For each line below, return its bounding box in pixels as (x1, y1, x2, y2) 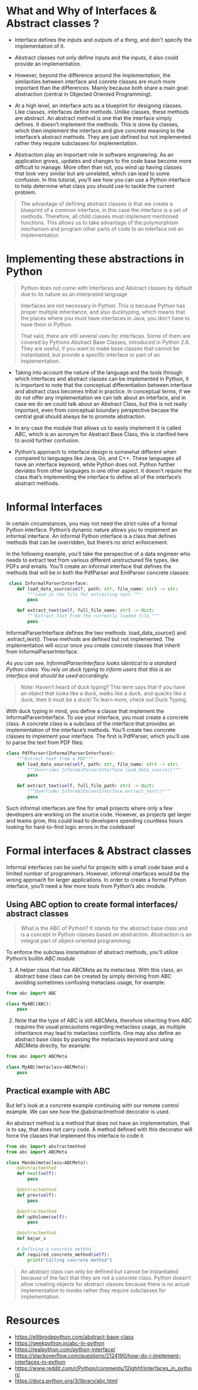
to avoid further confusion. (14, 437, 80, 444)
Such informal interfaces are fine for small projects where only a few (6, 805, 173, 812)
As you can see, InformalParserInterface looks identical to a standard (6, 659, 176, 666)
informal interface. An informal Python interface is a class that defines (6, 532, 177, 539)
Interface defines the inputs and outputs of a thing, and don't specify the (14, 36, 192, 43)
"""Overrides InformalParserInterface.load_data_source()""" (27, 767, 181, 773)
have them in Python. (20, 321, 73, 328)
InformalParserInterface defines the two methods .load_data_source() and (6, 629, 186, 636)
